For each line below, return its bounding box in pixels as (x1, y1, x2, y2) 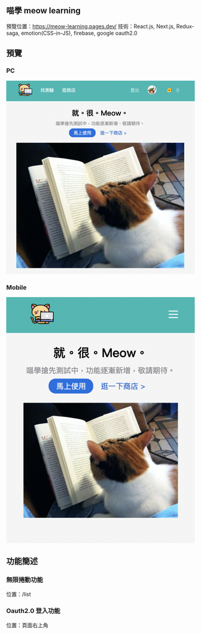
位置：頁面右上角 (6, 621, 48, 629)
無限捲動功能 (6, 576, 44, 584)
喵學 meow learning (6, 5, 81, 16)
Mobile (6, 284, 27, 292)
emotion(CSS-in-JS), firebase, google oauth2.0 (20, 29, 138, 36)
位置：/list (6, 590, 31, 598)
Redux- (176, 23, 194, 30)
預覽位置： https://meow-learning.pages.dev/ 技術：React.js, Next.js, (6, 23, 175, 30)
